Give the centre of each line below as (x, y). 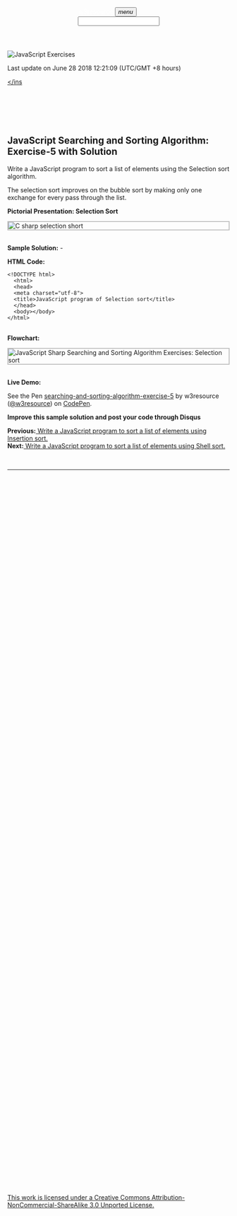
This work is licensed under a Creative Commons (79, 1197)
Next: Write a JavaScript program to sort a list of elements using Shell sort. (116, 445)
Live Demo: (24, 382)
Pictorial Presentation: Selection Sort (63, 211)
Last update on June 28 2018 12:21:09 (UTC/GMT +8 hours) (94, 68)
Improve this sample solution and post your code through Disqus (104, 417)
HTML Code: (26, 262)
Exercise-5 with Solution (62, 152)
